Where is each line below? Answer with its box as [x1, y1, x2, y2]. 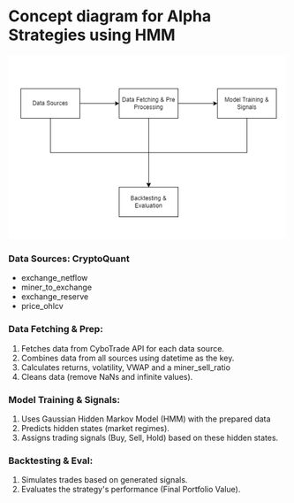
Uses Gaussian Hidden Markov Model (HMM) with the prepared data [20, 414, 271, 424]
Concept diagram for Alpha [8, 6, 212, 27]
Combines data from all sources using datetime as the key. [20, 352, 235, 363]
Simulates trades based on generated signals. [20, 475, 188, 485]
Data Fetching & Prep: [8, 323, 103, 336]
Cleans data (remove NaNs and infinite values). [20, 371, 193, 382]
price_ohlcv [20, 301, 64, 312]
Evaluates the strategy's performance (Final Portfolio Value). [20, 484, 241, 495]
